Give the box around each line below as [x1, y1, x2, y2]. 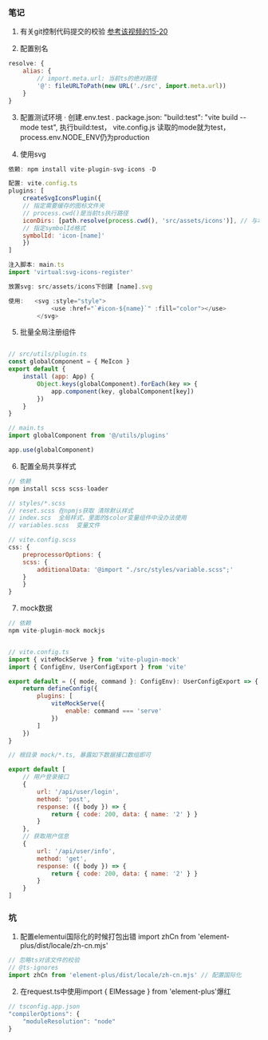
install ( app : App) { [22, 373, 94, 381]
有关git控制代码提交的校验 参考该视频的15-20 [19, 26, 168, 37]
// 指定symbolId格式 [22, 224, 86, 232]
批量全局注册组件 [19, 327, 77, 337]
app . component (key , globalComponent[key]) [50, 387, 195, 395]
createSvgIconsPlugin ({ [22, 194, 102, 203]
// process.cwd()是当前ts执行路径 [22, 209, 129, 217]
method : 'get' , [37, 855, 88, 863]
